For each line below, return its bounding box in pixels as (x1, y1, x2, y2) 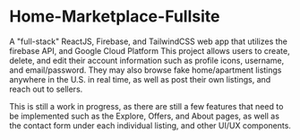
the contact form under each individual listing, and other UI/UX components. (9, 119, 291, 131)
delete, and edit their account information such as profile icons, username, (9, 55, 285, 66)
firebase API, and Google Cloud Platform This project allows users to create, (9, 45, 290, 56)
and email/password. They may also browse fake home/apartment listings (9, 65, 282, 75)
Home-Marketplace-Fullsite (9, 6, 220, 27)
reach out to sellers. (9, 83, 83, 94)
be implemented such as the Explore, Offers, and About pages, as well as (9, 110, 280, 121)
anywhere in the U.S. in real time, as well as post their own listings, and (9, 74, 271, 84)
